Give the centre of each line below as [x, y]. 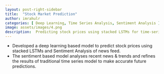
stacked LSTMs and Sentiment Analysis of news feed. [66, 51]
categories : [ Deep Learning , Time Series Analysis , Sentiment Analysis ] [83, 23]
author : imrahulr [23, 18]
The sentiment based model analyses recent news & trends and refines [84, 56]
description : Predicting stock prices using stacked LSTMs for [72, 32]
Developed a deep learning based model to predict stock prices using [82, 46]
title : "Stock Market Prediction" [41, 14]
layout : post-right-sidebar [34, 9]
